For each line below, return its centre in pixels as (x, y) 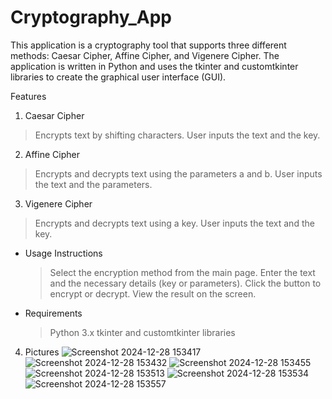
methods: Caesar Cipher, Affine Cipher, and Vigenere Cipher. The (145, 55)
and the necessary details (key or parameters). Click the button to (185, 283)
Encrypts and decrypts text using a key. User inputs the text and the (174, 223)
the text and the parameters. (93, 184)
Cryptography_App (91, 17)
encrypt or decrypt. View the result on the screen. (153, 293)
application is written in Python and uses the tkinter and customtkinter (154, 66)
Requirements (53, 313)
